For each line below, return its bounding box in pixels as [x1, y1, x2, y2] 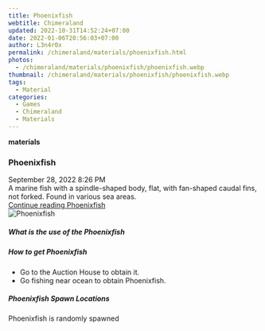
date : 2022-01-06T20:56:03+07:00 [8, 33, 119, 42]
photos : [8, 56, 34, 64]
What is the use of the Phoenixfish [8, 227, 125, 236]
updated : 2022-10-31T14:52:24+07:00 [8, 26, 130, 34]
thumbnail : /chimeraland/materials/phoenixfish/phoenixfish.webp [8, 71, 229, 79]
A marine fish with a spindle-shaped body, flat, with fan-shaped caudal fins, [8, 184, 257, 193]
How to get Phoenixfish [8, 247, 88, 257]
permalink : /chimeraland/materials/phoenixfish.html [8, 49, 187, 56]
